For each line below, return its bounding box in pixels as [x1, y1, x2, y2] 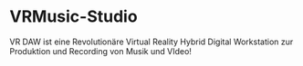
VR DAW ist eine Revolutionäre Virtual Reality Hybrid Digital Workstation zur [9, 36, 294, 47]
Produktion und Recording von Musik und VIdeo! [9, 45, 192, 56]
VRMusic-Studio [9, 6, 139, 27]
